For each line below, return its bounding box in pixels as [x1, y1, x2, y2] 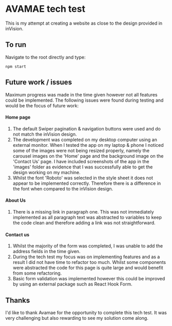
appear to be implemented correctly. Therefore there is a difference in [12, 180, 161, 186]
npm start [5, 64, 27, 69]
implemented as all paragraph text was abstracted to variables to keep [12, 214, 162, 220]
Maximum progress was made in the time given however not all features [5, 91, 158, 98]
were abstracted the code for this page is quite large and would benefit [12, 265, 163, 271]
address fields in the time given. [12, 248, 81, 255]
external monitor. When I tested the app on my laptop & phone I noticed [12, 142, 164, 148]
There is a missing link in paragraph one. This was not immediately [12, 208, 154, 215]
